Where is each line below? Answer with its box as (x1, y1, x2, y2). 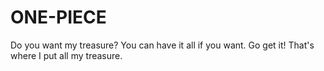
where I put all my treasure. (10, 49, 123, 61)
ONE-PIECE (10, 6, 107, 29)
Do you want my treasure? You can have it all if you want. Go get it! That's (10, 39, 315, 51)
